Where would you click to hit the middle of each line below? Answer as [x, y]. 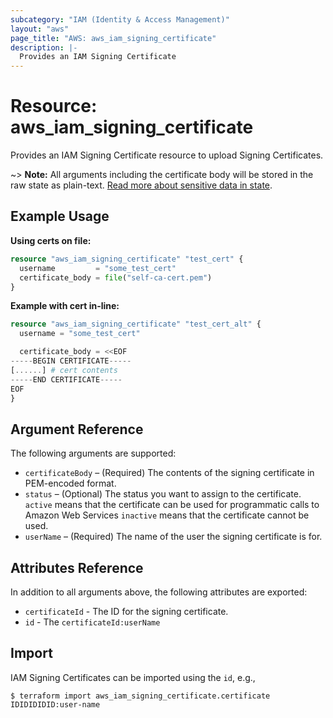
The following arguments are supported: [93, 453]
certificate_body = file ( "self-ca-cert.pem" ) [116, 277]
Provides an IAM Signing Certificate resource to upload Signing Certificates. [167, 155]
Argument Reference [77, 429]
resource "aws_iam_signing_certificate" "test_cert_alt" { [136, 324]
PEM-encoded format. [70, 483]
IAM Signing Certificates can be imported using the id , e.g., [133, 677]
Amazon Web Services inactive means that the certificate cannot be [167, 515]
